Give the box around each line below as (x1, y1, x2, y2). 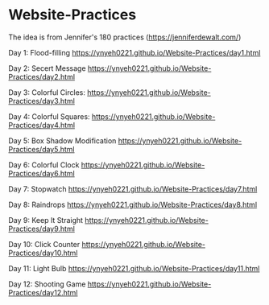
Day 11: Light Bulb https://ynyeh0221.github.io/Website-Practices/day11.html (8, 263, 260, 273)
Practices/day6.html (8, 168, 75, 178)
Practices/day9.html (8, 224, 75, 233)
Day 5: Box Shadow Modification (8, 135, 117, 146)
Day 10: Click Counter (8, 239, 81, 249)
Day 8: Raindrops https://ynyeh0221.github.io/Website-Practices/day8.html (8, 200, 258, 209)
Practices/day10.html (8, 248, 78, 258)
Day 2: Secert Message (8, 63, 86, 73)
